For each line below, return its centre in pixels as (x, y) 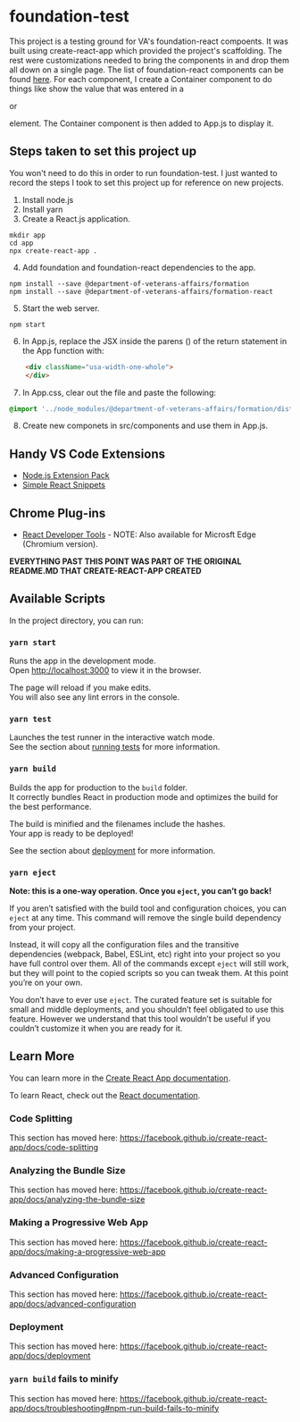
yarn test (30, 719)
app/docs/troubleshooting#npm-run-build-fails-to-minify (114, 1408)
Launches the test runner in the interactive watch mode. (112, 737)
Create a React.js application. (76, 219)
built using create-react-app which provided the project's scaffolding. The (146, 50)
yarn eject (33, 872)
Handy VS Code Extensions (87, 454)
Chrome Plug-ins (58, 513)
